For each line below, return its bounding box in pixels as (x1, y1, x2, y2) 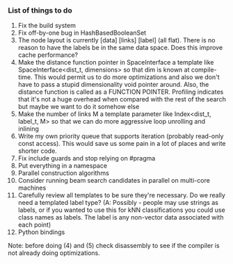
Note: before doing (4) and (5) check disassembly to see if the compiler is (8, 242, 220, 250)
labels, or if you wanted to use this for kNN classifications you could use (17, 206, 225, 214)
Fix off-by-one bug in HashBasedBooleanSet (17, 28, 147, 37)
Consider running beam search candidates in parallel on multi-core (17, 176, 211, 185)
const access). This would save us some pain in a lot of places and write (17, 140, 226, 148)
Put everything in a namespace (17, 162, 107, 170)
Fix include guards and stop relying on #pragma (17, 154, 156, 163)
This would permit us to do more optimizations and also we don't (34, 73, 220, 81)
